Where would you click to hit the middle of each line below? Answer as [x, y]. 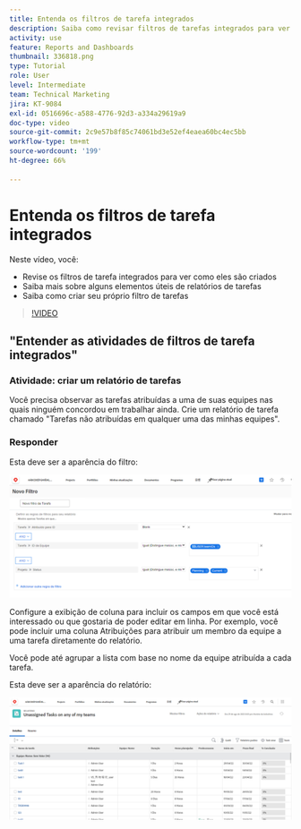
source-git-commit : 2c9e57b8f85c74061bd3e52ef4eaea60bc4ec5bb [128, 132]
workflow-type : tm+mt [50, 142]
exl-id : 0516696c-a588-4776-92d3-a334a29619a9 [98, 113]
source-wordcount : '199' [56, 151]
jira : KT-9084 [36, 104]
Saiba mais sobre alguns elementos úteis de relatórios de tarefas [142, 286]
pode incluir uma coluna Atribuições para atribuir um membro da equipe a [146, 631]
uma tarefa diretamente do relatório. [76, 641]
